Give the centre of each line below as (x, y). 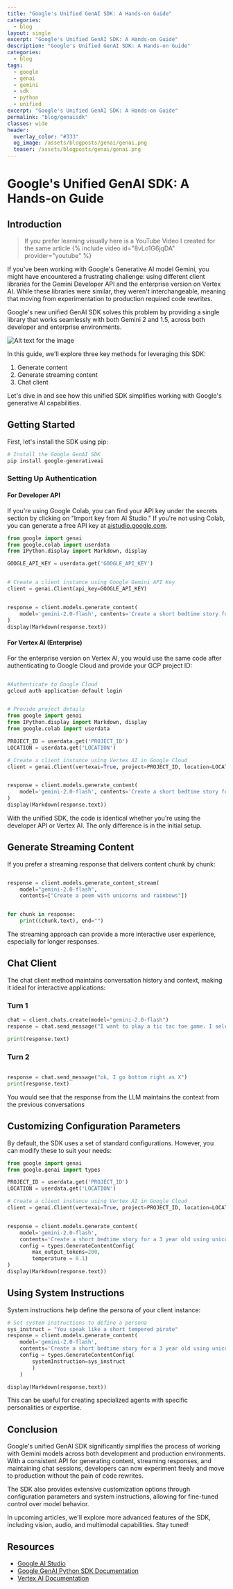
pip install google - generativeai (55, 461)
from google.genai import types (54, 1170)
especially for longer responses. (53, 942)
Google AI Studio (41, 1564)
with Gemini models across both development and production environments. (116, 1453)
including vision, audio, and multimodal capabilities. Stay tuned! (98, 1525)
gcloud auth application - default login (65, 691)
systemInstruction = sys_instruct (79, 1361)
